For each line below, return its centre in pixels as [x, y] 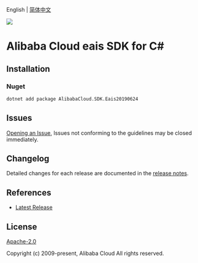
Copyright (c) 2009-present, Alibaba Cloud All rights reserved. [85, 253]
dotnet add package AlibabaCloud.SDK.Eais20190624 [72, 99]
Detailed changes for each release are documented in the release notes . [97, 173]
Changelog [28, 158]
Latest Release [34, 207]
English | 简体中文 [29, 10]
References [29, 192]
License [22, 227]
